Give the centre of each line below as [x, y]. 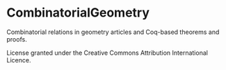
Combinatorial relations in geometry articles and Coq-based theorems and [113, 32]
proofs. [17, 39]
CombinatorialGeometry [78, 13]
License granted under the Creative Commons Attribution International [107, 53]
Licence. [19, 60]
